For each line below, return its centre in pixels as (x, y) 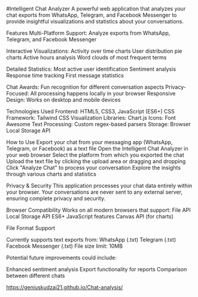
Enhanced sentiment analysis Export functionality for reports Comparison (97, 269)
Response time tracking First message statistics (65, 75)
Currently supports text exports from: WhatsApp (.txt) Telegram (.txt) (91, 240)
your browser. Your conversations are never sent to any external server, (95, 192)
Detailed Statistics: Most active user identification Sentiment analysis (91, 69)
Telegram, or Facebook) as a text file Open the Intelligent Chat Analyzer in (97, 148)
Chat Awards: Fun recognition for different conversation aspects (85, 87)
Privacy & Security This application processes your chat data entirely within (99, 186)
